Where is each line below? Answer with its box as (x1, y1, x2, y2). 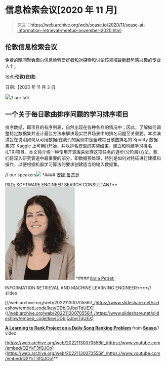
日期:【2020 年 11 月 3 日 (5, 84, 56, 90)
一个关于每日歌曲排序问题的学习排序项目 (5, 110, 128, 119)
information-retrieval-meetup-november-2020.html (17, 27, 122, 33)
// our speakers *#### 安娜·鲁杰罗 (5, 171, 80, 178)
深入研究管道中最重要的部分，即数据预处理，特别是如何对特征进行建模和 (13, 155, 161, 161)
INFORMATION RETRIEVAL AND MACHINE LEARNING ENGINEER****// (5, 285, 152, 290)
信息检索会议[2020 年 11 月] (5, 4, 118, 16)
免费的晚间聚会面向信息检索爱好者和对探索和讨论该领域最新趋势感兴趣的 (5, 57, 152, 63)
